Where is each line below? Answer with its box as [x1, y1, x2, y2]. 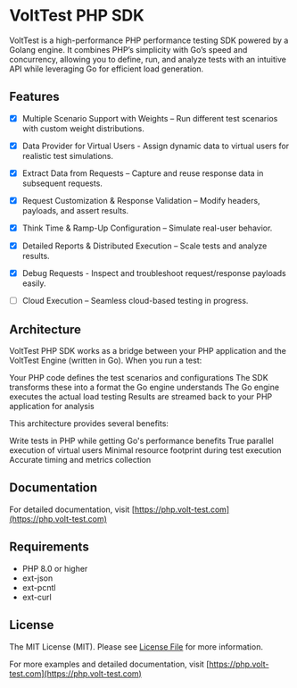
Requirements [9, 540, 89, 555]
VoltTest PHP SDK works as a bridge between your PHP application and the [9, 346, 287, 357]
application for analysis [9, 401, 95, 412]
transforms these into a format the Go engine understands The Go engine [9, 382, 279, 393]
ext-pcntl [21, 582, 56, 592]
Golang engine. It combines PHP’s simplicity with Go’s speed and [9, 44, 248, 55]
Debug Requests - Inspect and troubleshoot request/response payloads [21, 268, 287, 279]
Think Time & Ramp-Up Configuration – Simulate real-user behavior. [21, 222, 273, 233]
